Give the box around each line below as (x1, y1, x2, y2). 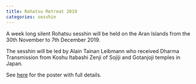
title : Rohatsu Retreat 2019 (6, 8, 77, 15)
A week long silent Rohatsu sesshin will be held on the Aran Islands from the (6, 30, 191, 37)
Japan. (6, 60, 23, 67)
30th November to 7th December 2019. (6, 36, 101, 43)
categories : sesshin (6, 14, 57, 20)
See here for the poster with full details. (6, 71, 102, 78)
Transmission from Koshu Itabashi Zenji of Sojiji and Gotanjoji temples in (6, 54, 181, 61)
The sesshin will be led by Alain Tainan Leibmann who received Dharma (6, 47, 180, 54)
